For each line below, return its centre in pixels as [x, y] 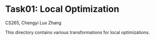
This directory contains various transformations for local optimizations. [77, 32]
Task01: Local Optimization [62, 9]
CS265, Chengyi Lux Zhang [33, 23]
